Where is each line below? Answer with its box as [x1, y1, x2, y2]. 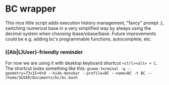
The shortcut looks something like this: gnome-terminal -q [5, 65, 126, 71]
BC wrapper [5, 3, 57, 15]
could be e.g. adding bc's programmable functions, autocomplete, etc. [5, 36, 152, 42]
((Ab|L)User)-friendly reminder [5, 49, 83, 56]
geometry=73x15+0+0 [5, 71, 46, 76]
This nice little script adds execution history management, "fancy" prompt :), [5, 20, 164, 26]
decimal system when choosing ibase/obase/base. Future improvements [5, 30, 156, 36]
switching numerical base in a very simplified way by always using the [5, 25, 151, 31]
